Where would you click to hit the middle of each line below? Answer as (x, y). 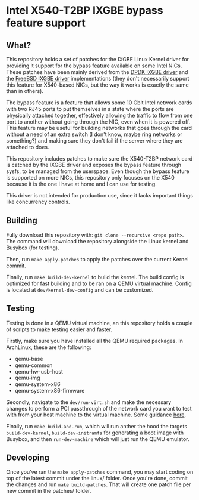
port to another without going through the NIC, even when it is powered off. (98, 122)
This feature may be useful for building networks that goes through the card (99, 128)
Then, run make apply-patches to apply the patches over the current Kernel (97, 259)
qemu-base (29, 359)
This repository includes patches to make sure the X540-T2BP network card (99, 158)
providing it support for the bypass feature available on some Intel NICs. (94, 66)
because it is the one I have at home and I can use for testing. (82, 184)
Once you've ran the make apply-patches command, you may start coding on (100, 472)
